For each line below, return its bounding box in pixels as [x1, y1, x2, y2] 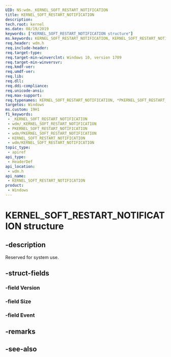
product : [5, 183, 24, 188]
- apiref [7, 150, 26, 155]
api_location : [5, 164, 36, 169]
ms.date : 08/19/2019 [5, 27, 49, 32]
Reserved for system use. [5, 254, 59, 260]
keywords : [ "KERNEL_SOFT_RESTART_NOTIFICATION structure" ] [5, 31, 133, 36]
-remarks [5, 327, 36, 336]
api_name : [5, 173, 26, 178]
